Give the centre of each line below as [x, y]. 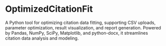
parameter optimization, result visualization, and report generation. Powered [83, 27]
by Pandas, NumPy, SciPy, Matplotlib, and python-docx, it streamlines [77, 33]
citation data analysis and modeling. [42, 38]
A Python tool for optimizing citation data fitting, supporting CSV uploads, [80, 23]
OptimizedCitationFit [49, 9]
